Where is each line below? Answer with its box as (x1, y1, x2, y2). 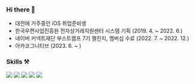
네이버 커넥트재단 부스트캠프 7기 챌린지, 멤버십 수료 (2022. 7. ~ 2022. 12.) (14, 35, 190, 42)
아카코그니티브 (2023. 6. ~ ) (14, 42, 82, 50)
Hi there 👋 (6, 5, 36, 14)
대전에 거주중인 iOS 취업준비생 (14, 20, 87, 27)
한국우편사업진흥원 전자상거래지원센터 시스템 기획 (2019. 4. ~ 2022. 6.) (14, 27, 183, 35)
